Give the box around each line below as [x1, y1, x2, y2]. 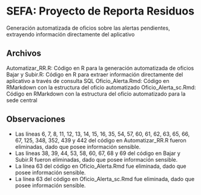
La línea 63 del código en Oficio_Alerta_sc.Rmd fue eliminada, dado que [15, 175, 195, 182]
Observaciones [6, 114, 65, 125]
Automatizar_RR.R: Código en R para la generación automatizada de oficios [6, 64, 194, 71]
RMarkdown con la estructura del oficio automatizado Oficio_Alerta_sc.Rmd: [6, 84, 196, 91]
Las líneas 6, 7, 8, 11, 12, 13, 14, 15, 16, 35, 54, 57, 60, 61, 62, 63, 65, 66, [15, 130, 190, 137]
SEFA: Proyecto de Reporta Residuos [6, 4, 195, 18]
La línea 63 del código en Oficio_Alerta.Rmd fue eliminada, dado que [15, 162, 186, 170]
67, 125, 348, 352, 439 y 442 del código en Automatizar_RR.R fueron [15, 136, 186, 144]
